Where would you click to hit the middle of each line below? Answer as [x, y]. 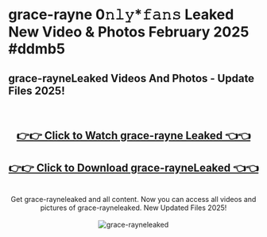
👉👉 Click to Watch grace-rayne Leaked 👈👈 [133, 136]
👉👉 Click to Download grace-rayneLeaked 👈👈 [133, 167]
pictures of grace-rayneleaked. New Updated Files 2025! [133, 208]
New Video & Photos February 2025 [129, 32]
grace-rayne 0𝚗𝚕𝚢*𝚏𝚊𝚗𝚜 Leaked [121, 15]
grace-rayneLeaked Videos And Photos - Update [132, 78]
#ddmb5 [37, 49]
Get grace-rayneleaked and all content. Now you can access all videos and [133, 200]
